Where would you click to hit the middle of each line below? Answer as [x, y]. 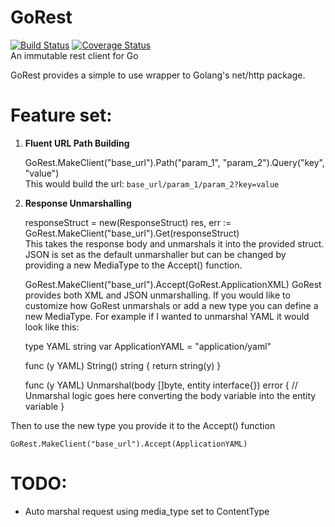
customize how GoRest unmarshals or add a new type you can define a [171, 305]
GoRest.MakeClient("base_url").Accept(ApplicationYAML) [129, 444]
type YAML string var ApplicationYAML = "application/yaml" [148, 346]
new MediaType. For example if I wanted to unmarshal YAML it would [167, 316]
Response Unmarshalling [78, 203]
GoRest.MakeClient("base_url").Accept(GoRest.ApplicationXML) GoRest [173, 284]
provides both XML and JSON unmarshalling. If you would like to [157, 295]
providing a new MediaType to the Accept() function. [133, 265]
